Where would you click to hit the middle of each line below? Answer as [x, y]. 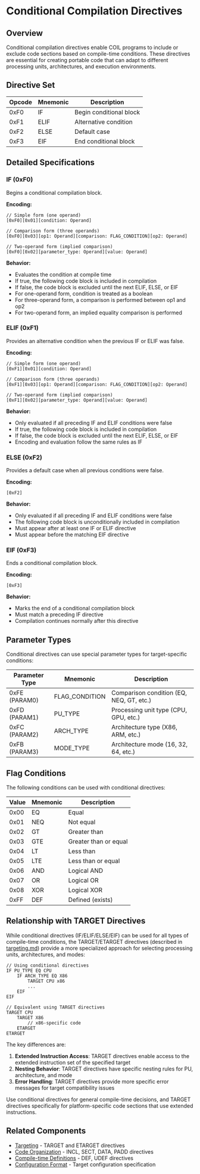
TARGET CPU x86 [46, 981]
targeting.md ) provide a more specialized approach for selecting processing [99, 948]
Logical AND [86, 871]
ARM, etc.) [126, 735]
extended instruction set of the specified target [73, 1062]
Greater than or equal [98, 842]
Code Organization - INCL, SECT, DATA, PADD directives [84, 1151]
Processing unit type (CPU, [149, 710]
